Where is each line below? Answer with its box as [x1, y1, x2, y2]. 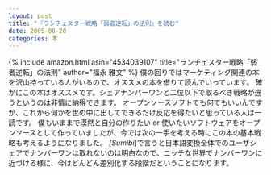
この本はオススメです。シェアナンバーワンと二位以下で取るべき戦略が [22, 88, 256, 98]
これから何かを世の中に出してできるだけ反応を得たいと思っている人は [22, 108, 256, 118]
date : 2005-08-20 [8, 27, 67, 35]
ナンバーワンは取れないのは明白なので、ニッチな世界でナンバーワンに [29, 148, 263, 158]
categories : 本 [8, 34, 58, 43]
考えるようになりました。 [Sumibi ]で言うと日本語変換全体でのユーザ [22, 138, 250, 148]
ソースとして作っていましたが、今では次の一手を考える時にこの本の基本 [15, 128, 255, 138]
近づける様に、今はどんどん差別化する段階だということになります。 [8, 158, 234, 168]
